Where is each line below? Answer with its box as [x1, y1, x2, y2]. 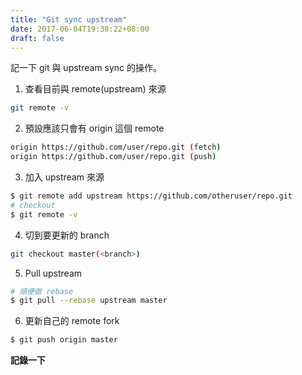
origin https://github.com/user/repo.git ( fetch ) [10, 142, 222, 153]
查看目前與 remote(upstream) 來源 [24, 83, 167, 95]
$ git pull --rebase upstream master [10, 296, 168, 306]
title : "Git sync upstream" [10, 14, 128, 25]
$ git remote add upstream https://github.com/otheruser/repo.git [10, 191, 293, 201]
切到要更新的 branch [24, 229, 110, 241]
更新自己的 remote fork [24, 315, 120, 327]
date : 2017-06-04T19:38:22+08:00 [10, 24, 150, 34]
